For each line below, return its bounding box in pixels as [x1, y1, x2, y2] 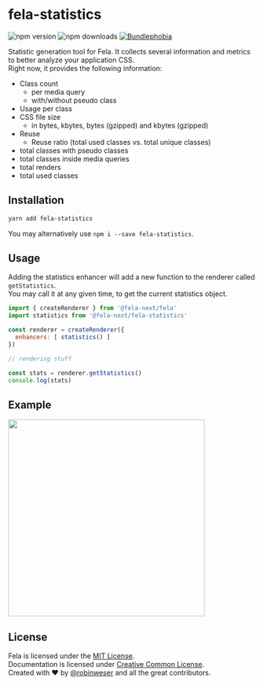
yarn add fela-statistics [8, 214, 93, 222]
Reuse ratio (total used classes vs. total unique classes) [31, 137, 211, 146]
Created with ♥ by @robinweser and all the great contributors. [8, 668, 211, 678]
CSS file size [19, 112, 61, 121]
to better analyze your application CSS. [8, 55, 135, 65]
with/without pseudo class [31, 95, 117, 105]
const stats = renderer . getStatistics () [8, 368, 143, 377]
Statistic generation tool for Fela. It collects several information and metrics [8, 46, 251, 56]
